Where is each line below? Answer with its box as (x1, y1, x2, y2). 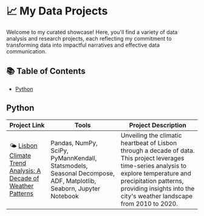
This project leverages (120, 154, 185, 162)
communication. (6, 47, 47, 55)
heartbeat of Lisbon (120, 138, 177, 147)
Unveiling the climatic (120, 131, 182, 140)
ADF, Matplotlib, (50, 177, 97, 185)
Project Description (129, 121, 186, 129)
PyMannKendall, (50, 154, 97, 162)
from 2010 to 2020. (120, 199, 178, 208)
